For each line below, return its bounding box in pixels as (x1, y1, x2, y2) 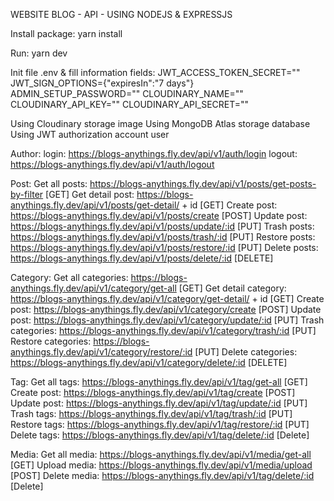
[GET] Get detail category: (178, 282, 287, 294)
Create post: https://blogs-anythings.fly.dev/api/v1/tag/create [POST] (10, 387, 296, 398)
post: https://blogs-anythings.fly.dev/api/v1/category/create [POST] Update (10, 304, 322, 315)
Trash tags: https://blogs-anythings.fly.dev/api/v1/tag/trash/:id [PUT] (10, 408, 293, 419)
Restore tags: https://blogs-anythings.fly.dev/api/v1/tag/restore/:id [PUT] (10, 419, 310, 430)
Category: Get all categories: (10, 272, 129, 283)
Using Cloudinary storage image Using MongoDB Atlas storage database (10, 118, 311, 129)
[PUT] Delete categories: (194, 346, 298, 358)
